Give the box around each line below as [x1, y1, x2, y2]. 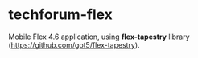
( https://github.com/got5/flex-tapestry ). [8, 40, 140, 49]
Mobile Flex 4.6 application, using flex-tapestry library [8, 32, 191, 41]
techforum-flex [8, 6, 113, 24]
